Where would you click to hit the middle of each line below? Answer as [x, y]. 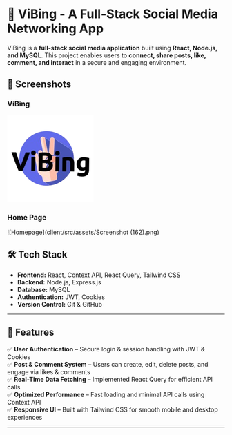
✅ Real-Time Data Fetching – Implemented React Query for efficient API [110, 379]
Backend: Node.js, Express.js [59, 282]
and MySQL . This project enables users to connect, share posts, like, [107, 55]
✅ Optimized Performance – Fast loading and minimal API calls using [106, 394]
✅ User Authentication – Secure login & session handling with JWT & [106, 349]
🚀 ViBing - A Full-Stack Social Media [113, 14]
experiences [25, 417]
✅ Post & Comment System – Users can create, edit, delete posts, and [108, 364]
